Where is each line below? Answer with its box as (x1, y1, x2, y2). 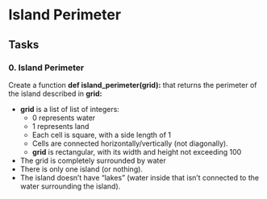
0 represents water (31, 113, 96, 122)
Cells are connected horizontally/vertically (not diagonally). (31, 139, 228, 148)
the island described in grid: (8, 89, 102, 98)
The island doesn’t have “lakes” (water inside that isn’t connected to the (19, 172, 260, 182)
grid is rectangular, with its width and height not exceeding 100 (31, 147, 242, 156)
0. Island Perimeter (8, 62, 85, 73)
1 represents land (31, 121, 90, 131)
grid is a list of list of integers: (19, 104, 119, 114)
